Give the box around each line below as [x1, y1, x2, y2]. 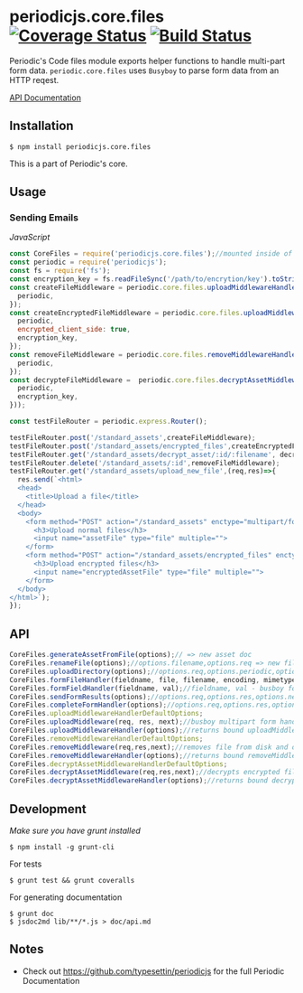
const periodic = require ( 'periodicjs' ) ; [9, 258, 168, 267]
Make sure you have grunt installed [9, 825, 142, 836]
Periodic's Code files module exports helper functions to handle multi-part [9, 55, 286, 66]
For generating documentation [9, 892, 123, 903]
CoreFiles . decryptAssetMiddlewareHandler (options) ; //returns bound [9, 776, 269, 785]
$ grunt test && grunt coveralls [9, 876, 135, 885]
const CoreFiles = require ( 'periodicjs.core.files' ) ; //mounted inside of [9, 249, 293, 258]
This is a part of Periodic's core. [9, 158, 128, 169]
